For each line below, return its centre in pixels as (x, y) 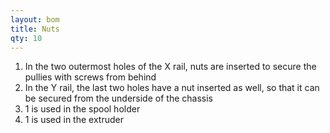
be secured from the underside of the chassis (118, 98)
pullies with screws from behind (90, 77)
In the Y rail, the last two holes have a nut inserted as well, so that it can (172, 88)
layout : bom (35, 19)
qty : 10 (26, 38)
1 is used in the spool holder (82, 109)
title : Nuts (35, 29)
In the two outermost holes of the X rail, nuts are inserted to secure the (170, 67)
